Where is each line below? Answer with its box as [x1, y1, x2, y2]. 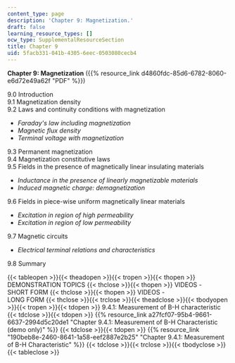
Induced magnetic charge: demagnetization [17, 183, 146, 192]
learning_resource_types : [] [7, 30, 93, 37]
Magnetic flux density [17, 126, 81, 135]
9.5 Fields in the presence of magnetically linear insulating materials [7, 162, 204, 171]
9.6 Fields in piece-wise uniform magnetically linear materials [7, 197, 185, 205]
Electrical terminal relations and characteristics [17, 245, 155, 254]
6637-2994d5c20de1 [7, 318, 69, 326]
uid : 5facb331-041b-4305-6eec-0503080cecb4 [7, 50, 137, 57]
